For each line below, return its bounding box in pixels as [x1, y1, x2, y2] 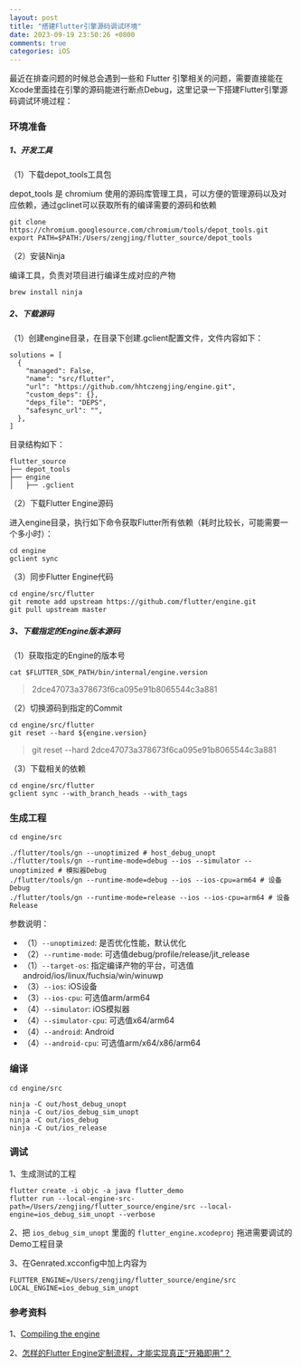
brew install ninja [9, 288, 83, 297]
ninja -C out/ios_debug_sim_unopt [9, 1107, 140, 1116]
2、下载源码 [9, 308, 54, 319]
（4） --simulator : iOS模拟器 [22, 1004, 130, 1015]
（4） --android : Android [22, 1027, 115, 1037]
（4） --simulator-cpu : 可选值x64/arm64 [22, 1015, 174, 1026]
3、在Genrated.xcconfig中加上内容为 [9, 1257, 147, 1268]
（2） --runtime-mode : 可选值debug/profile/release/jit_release [22, 949, 250, 960]
